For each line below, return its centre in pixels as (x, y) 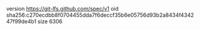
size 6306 (50, 21)
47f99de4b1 (21, 21)
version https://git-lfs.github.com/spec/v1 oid (63, 9)
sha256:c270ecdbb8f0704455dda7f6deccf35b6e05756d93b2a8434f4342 (100, 15)
